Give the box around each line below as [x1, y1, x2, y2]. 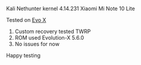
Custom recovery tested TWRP [14, 28, 91, 35]
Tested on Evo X [6, 17, 46, 23]
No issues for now [14, 41, 59, 47]
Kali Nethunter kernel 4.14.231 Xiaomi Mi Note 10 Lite [6, 5, 135, 12]
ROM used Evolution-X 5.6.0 [14, 34, 84, 41]
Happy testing [6, 52, 40, 58]
